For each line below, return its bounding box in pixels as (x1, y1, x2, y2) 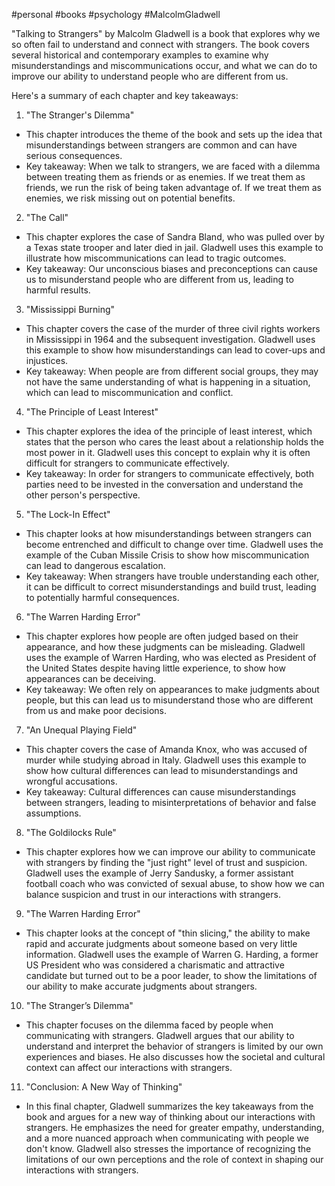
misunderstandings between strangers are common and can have (25, 139, 298, 151)
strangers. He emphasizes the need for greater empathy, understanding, (25, 1122, 325, 1133)
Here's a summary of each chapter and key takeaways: (11, 90, 239, 101)
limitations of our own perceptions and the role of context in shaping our (25, 1154, 324, 1165)
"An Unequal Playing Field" (25, 724, 138, 736)
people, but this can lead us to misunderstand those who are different (25, 694, 314, 706)
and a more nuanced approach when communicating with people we (25, 1132, 309, 1144)
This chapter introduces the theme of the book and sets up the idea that (25, 129, 323, 140)
